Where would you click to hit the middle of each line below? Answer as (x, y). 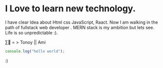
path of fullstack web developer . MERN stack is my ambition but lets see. (80, 27)
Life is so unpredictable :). (32, 33)
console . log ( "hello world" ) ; (35, 51)
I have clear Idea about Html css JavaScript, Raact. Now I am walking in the (82, 22)
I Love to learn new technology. (70, 9)
